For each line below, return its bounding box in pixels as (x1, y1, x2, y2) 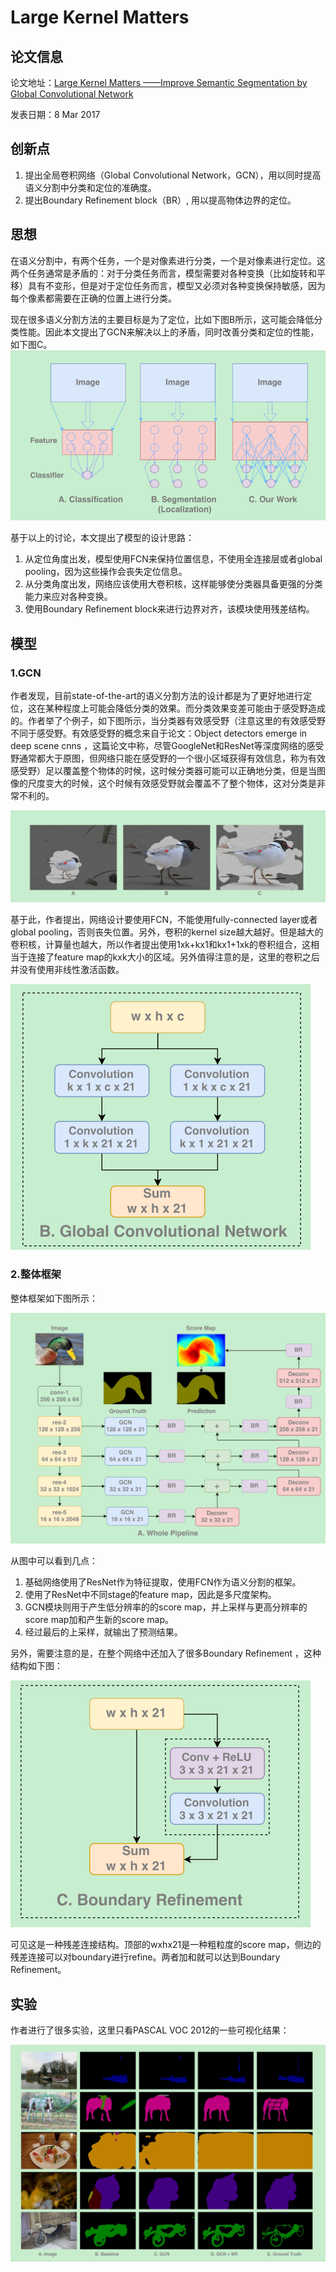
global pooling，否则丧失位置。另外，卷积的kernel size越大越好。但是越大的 (10, 926, 324, 938)
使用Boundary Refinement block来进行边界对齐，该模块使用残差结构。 (24, 603, 315, 615)
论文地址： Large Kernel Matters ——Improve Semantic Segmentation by (10, 77, 308, 88)
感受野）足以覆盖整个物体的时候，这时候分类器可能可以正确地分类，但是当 (10, 765, 317, 777)
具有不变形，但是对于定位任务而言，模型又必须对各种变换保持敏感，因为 (27, 279, 326, 291)
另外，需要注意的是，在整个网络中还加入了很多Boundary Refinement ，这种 (10, 1647, 322, 1660)
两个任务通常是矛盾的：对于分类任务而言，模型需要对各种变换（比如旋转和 (10, 267, 317, 279)
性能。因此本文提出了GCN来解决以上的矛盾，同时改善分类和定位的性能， (18, 326, 320, 338)
